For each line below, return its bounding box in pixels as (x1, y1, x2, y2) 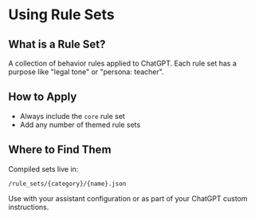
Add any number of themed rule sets (19, 120, 141, 129)
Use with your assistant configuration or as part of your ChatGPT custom (8, 193, 248, 203)
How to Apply (8, 90, 77, 104)
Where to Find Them (8, 143, 112, 157)
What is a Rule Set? (8, 38, 106, 51)
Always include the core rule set (19, 111, 125, 121)
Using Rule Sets (8, 6, 115, 24)
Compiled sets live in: (8, 164, 79, 173)
